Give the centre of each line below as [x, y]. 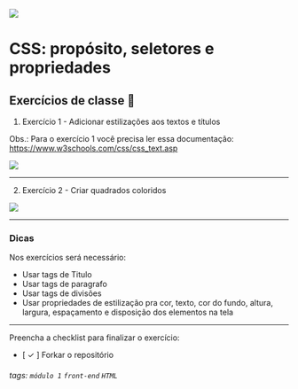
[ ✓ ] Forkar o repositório [67, 355]
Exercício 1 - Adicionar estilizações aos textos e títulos [121, 121]
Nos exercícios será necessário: [68, 258]
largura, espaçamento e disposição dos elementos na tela [127, 312]
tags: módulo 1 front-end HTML [63, 375]
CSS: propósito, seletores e [112, 49]
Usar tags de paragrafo [65, 284]
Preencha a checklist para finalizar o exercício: [94, 338]
